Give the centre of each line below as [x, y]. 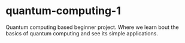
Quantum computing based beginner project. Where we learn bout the [92, 27]
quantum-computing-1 [63, 11]
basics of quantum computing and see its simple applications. [82, 33]
